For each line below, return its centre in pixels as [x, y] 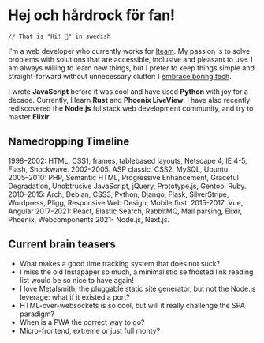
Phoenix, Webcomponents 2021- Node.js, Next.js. [89, 219]
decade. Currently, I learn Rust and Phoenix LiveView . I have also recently [129, 100]
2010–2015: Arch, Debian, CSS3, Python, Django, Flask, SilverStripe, [119, 194]
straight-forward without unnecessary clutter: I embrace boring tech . [120, 76]
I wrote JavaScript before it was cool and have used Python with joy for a [128, 91]
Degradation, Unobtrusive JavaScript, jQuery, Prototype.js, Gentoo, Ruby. [127, 186]
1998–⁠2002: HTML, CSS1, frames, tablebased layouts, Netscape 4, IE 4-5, [128, 160]
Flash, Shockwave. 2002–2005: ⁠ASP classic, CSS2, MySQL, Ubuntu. [119, 169]
